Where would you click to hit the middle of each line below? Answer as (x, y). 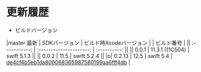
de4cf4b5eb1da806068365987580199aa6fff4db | (68, 62)
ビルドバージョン (36, 30)
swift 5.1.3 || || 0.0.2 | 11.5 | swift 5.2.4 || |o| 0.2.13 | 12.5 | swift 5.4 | (90, 56)
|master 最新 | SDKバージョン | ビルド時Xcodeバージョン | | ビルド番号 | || (98, 43)
